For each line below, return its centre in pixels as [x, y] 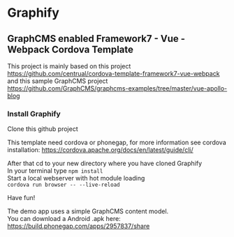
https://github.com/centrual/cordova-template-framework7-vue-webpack [114, 74]
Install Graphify [34, 114]
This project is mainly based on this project [69, 66]
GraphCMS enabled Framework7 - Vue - [96, 39]
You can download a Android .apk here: [64, 219]
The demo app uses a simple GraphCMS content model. [88, 211]
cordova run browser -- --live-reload [64, 185]
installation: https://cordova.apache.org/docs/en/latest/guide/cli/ [100, 150]
